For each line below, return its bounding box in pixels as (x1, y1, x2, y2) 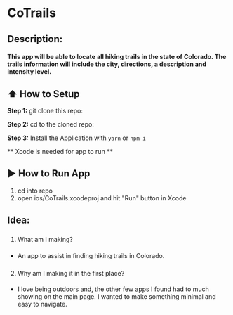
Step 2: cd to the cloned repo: (7, 120, 95, 128)
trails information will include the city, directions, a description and (7, 60, 207, 68)
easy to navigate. (17, 300, 68, 309)
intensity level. (7, 67, 52, 76)
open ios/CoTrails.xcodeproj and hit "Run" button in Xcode (17, 193, 187, 202)
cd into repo (17, 186, 53, 195)
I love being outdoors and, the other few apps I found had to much (17, 285, 209, 293)
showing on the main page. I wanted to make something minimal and (17, 292, 216, 301)
